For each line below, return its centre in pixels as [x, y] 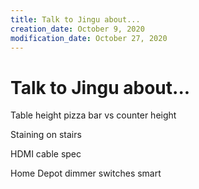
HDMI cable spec [46, 154]
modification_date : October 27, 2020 [89, 38]
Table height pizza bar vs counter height [93, 115]
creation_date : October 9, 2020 [77, 29]
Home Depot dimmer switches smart [86, 173]
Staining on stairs [46, 135]
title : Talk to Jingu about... [75, 19]
